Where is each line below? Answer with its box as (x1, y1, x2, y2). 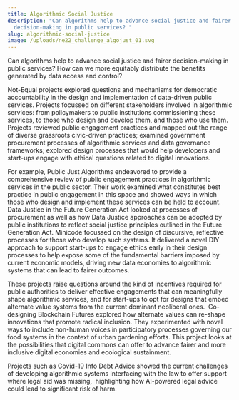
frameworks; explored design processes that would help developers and (7, 146, 220, 155)
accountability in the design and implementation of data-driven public (7, 93, 213, 102)
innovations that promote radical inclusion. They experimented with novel (7, 318, 223, 327)
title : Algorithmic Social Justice (7, 10, 113, 18)
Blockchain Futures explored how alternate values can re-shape (38, 310, 226, 319)
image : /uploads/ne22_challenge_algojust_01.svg (7, 37, 155, 44)
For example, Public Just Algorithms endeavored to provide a (7, 168, 187, 176)
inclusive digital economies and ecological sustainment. (7, 348, 171, 357)
